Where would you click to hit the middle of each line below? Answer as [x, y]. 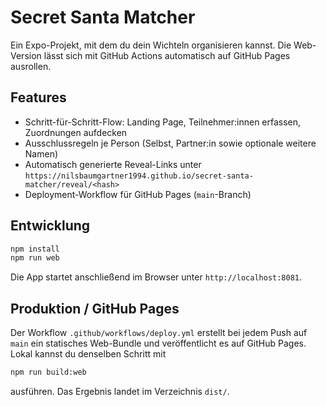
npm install [35, 249]
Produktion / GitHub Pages [95, 308]
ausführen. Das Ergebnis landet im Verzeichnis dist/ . [120, 391]
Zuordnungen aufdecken [76, 132]
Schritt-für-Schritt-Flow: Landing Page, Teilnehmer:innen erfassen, [163, 122]
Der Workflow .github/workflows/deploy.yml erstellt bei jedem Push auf [159, 333]
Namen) [41, 153]
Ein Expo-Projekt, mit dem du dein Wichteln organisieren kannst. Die [151, 45]
